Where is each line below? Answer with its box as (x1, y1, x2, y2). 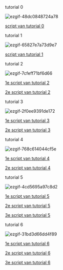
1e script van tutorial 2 (5, 80, 50, 85)
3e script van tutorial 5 (5, 212, 50, 218)
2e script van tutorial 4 (5, 165, 51, 170)
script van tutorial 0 (5, 23, 44, 29)
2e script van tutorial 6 (5, 250, 51, 256)
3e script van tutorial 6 (5, 260, 51, 265)
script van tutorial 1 (5, 51, 43, 57)
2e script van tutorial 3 (5, 127, 51, 133)
